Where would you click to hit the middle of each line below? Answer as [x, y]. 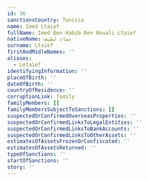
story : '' [21, 167]
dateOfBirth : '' [30, 84]
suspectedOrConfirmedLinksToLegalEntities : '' [75, 122]
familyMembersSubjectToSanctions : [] [61, 109]
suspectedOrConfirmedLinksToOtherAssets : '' [72, 135]
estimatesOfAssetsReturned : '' [52, 148]
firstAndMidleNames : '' [41, 52]
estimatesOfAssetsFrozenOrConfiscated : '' [69, 142]
